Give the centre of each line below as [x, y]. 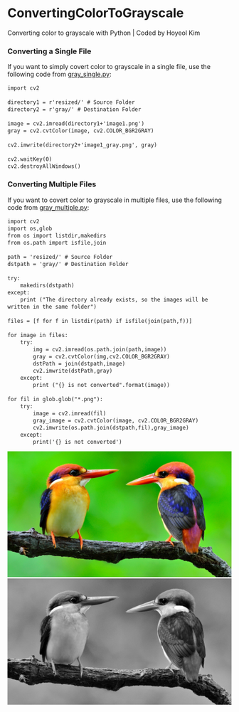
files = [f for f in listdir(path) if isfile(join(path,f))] [100, 321]
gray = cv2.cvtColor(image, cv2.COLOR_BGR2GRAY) [81, 131]
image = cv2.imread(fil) [70, 413]
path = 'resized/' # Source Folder [60, 257]
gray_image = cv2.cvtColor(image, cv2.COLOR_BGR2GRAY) [116, 420]
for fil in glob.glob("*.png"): [55, 399]
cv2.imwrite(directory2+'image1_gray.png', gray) [83, 145]
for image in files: [38, 335]
